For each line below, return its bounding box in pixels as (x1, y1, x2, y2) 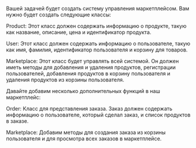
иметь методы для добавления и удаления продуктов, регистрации (6, 64, 176, 71)
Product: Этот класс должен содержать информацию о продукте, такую (6, 23, 187, 29)
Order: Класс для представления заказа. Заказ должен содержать (6, 105, 173, 112)
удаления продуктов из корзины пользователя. (6, 76, 125, 83)
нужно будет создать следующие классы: (6, 11, 111, 18)
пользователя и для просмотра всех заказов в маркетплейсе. (6, 135, 162, 142)
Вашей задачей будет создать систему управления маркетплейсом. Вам (6, 5, 190, 12)
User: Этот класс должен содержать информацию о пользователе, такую (6, 40, 191, 47)
